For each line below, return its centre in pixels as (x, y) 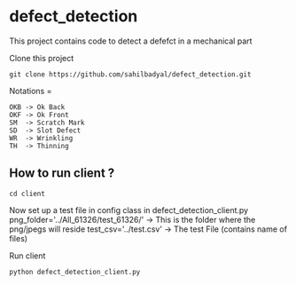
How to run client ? (62, 174)
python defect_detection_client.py (75, 272)
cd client (27, 194)
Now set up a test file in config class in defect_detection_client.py (129, 210)
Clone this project (42, 58)
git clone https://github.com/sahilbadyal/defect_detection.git (130, 74)
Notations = (31, 91)
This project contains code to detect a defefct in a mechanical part (131, 41)
